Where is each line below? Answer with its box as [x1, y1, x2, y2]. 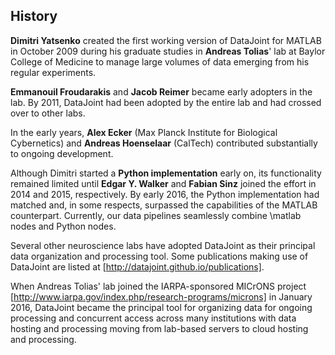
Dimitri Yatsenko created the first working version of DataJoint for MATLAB [10, 34, 322, 46]
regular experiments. [10, 66, 97, 78]
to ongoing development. [10, 147, 114, 159]
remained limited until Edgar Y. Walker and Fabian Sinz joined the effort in [10, 177, 317, 189]
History [10, 8, 58, 25]
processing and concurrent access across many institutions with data [10, 312, 297, 324]
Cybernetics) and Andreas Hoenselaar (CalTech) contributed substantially [10, 137, 318, 149]
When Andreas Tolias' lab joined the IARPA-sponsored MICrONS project [10, 280, 307, 292]
